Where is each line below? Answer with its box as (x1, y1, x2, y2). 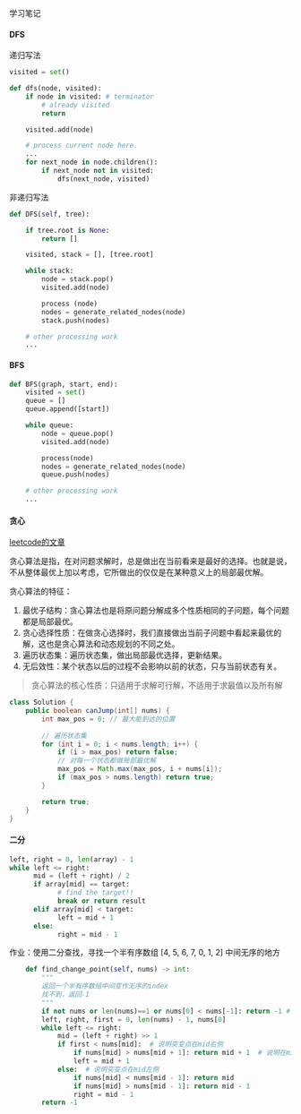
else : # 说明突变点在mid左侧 (56, 1065, 159, 1074)
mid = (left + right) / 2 (32, 871, 130, 880)
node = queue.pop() (41, 429, 115, 438)
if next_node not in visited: (41, 167, 154, 176)
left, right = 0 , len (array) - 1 (9, 854, 134, 864)
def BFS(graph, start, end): (9, 380, 118, 389)
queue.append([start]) (25, 405, 110, 414)
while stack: (25, 267, 74, 276)
